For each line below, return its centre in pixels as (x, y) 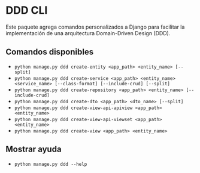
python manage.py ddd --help (51, 164)
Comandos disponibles (50, 52)
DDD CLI (27, 10)
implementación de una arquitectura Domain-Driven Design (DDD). (88, 33)
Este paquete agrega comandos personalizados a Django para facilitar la (95, 27)
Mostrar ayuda (34, 149)
